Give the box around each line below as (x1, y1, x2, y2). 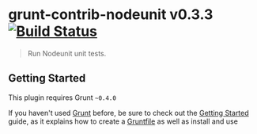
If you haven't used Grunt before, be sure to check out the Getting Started (8, 108, 249, 117)
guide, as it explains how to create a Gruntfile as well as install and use (8, 117, 239, 126)
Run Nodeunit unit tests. (27, 48, 107, 58)
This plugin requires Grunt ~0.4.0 (8, 93, 117, 102)
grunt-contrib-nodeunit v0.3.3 (8, 6, 214, 24)
